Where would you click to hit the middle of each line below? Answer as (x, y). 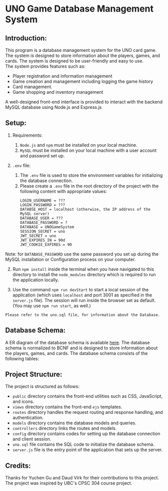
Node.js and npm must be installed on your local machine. (79, 145)
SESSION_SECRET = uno (42, 231)
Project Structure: (34, 374)
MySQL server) (35, 214)
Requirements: (27, 135)
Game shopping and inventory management (58, 92)
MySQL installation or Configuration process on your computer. (71, 259)
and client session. (32, 439)
